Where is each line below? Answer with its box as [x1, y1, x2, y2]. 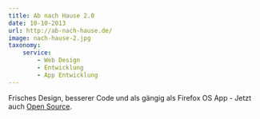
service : [22, 49, 52, 57]
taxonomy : [8, 42, 42, 50]
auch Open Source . [8, 101, 72, 111]
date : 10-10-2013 [8, 19, 66, 27]
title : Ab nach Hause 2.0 [8, 11, 94, 20]
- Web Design [37, 57, 81, 65]
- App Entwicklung [37, 71, 98, 79]
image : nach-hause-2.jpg [8, 34, 91, 42]
